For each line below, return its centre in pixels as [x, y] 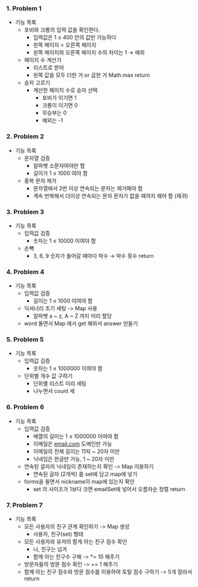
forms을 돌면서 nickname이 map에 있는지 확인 [79, 481]
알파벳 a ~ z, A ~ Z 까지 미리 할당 [72, 316]
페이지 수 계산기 [43, 60]
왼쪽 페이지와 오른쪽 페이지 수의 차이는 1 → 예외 [89, 53]
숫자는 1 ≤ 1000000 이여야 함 [68, 368]
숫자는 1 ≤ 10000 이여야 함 [65, 240]
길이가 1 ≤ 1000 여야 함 [60, 173]
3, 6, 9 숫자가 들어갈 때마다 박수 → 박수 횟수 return [93, 255]
